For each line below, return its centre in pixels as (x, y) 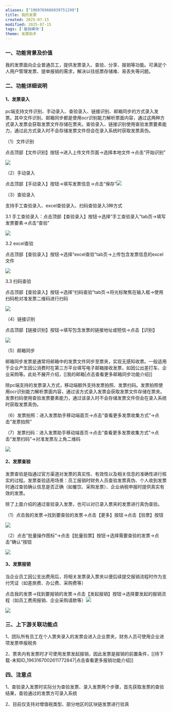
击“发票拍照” (19, 422)
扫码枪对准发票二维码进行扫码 (37, 299)
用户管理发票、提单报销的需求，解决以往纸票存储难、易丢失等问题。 (81, 71)
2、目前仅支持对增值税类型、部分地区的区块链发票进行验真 (67, 704)
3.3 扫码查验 (18, 281)
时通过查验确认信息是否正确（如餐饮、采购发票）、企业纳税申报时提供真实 (83, 487)
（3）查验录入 (20, 195)
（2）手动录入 (20, 173)
